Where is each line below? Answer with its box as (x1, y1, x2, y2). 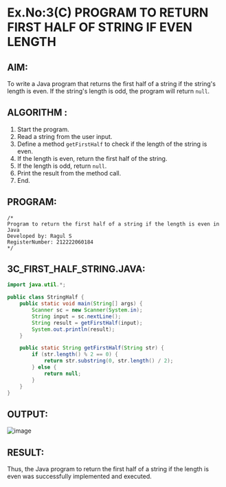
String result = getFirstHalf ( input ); (32, 319, 143, 326)
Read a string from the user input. (16, 132, 113, 140)
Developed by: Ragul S (7, 232, 72, 239)
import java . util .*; (7, 281, 67, 288)
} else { (32, 364, 57, 371)
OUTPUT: (7, 408, 48, 420)
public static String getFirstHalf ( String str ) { (19, 345, 165, 351)
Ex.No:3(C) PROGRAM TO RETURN (7, 5, 209, 21)
